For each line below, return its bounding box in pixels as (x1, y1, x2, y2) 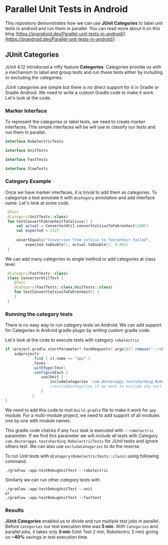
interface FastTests (5, 157, 48, 162)
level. (5, 261, 16, 267)
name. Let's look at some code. (5, 200, 70, 206)
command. (5, 458, 27, 464)
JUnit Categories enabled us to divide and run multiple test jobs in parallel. (5, 518, 160, 524)
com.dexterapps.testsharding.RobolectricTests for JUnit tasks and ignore (5, 438, 158, 444)
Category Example (5, 178, 51, 185)
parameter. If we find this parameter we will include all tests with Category (5, 432, 158, 438)
